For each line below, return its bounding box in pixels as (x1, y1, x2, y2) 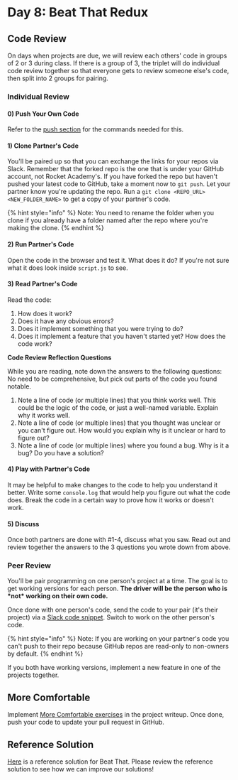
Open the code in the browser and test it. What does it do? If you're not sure (7, 256, 229, 264)
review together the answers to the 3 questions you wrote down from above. (7, 543, 231, 551)
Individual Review (7, 92, 69, 102)
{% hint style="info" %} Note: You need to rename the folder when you (7, 209, 215, 217)
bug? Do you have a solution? (17, 448, 104, 457)
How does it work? (17, 309, 73, 318)
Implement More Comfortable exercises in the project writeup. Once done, (7, 710, 225, 719)
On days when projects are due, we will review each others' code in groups (7, 51, 227, 60)
